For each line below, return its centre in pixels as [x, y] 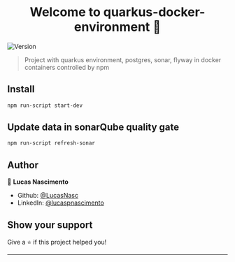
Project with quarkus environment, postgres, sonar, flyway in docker [123, 59]
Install [21, 89]
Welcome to [65, 12]
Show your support [50, 225]
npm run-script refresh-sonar [51, 143]
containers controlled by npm [67, 67]
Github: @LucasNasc [48, 196]
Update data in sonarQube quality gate [93, 128]
